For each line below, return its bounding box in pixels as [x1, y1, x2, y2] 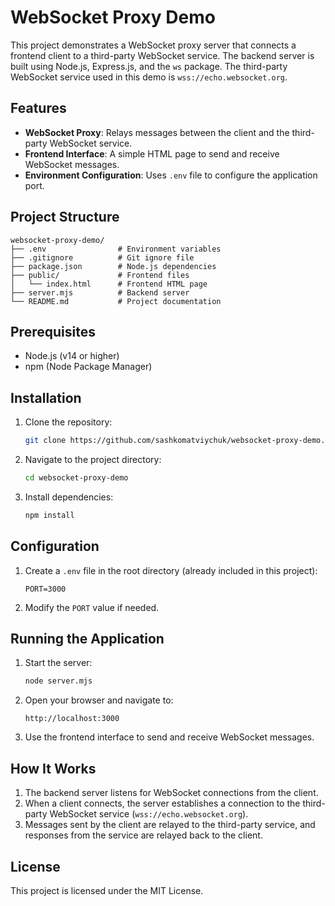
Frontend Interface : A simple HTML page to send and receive [24, 147, 280, 160]
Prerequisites [10, 323, 96, 340]
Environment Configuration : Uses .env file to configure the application [24, 169, 318, 181]
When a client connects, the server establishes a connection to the [24, 797, 301, 810]
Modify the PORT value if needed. [24, 601, 160, 613]
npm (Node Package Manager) [24, 361, 153, 373]
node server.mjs [24, 676, 93, 686]
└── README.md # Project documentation [10, 296, 222, 306]
